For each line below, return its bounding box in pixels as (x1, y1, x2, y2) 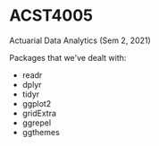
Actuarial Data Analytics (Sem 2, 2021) (9, 35, 152, 46)
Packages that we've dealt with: (9, 52, 127, 63)
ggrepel (21, 117, 52, 128)
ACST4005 (9, 5, 94, 26)
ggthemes (21, 126, 60, 137)
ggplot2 (21, 98, 52, 108)
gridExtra (21, 107, 56, 118)
